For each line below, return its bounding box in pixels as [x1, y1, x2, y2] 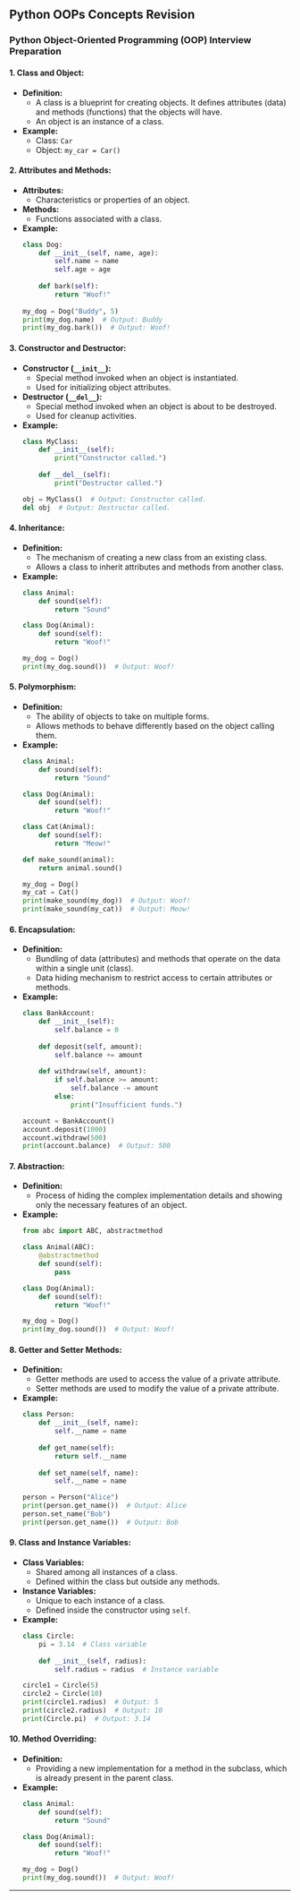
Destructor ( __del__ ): [21, 391, 103, 402]
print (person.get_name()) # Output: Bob [21, 1518, 179, 1527]
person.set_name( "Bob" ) [21, 1510, 112, 1519]
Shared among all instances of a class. [35, 1567, 179, 1578]
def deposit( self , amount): [38, 1042, 143, 1051]
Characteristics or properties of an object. [35, 194, 190, 205]
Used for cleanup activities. [35, 410, 137, 421]
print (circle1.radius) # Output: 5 [21, 1698, 159, 1707]
